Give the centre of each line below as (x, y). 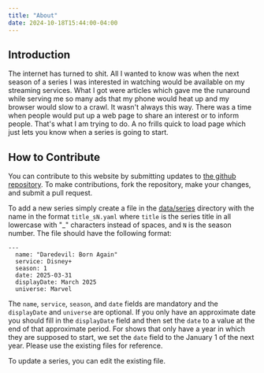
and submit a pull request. (50, 193)
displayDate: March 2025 (56, 282)
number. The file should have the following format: (90, 233)
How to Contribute (54, 157)
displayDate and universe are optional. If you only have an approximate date (132, 312)
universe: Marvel (44, 289)
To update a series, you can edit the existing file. (87, 361)
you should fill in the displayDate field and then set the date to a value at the (132, 321)
